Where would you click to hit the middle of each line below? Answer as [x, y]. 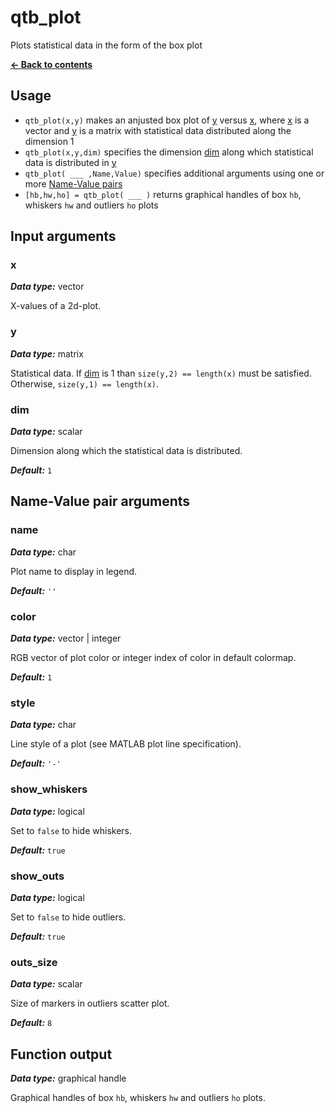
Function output [61, 1054]
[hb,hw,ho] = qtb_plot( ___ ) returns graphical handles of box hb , [163, 194]
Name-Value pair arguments [100, 501]
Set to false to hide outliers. [68, 917]
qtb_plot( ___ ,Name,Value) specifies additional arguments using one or [174, 173]
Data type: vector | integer [66, 638]
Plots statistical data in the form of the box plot [106, 45]
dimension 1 [49, 141]
